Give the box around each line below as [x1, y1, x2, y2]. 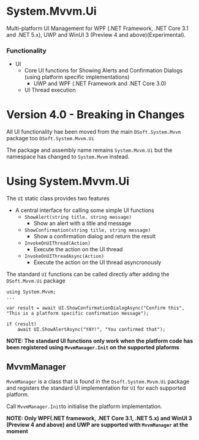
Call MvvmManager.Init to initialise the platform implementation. [6, 403, 162, 410]
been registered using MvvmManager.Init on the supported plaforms [6, 344, 179, 351]
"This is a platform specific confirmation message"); [6, 311, 149, 317]
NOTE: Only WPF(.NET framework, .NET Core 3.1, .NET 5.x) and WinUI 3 [6, 414, 192, 422]
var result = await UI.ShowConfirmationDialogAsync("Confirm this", [6, 305, 185, 311]
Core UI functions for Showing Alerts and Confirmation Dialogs [24, 67, 183, 74]
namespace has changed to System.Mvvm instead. [6, 153, 130, 161]
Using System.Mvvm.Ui [6, 175, 130, 188]
